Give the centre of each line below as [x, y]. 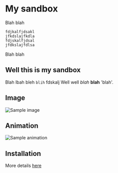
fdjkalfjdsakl [20, 32]
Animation [22, 126]
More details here [23, 165]
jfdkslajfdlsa [20, 45]
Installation [23, 153]
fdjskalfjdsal [20, 41]
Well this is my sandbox [43, 70]
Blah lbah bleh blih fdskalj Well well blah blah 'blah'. [60, 82]
